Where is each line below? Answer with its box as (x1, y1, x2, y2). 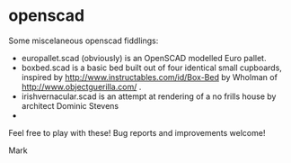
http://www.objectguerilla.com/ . (21, 81, 142, 92)
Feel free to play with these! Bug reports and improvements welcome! (8, 127, 266, 138)
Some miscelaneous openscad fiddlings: (8, 35, 159, 46)
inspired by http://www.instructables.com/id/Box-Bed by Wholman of (21, 71, 278, 82)
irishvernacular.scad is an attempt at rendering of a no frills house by (21, 91, 277, 102)
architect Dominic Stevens (21, 100, 119, 111)
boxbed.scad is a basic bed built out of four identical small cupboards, (21, 62, 282, 73)
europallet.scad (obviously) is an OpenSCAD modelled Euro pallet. (21, 52, 267, 63)
